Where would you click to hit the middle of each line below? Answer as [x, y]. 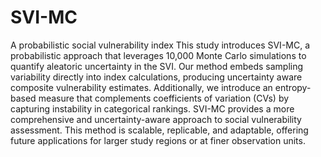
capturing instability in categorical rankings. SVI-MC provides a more [152, 108]
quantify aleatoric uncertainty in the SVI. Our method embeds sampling [157, 66]
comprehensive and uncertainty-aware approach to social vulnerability [156, 119]
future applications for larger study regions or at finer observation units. [158, 140]
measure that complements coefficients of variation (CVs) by [164, 98]
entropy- [293, 87]
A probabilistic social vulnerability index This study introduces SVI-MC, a [160, 45]
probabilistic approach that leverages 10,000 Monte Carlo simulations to [158, 55]
